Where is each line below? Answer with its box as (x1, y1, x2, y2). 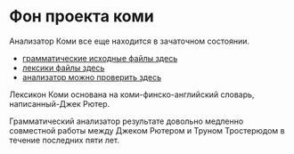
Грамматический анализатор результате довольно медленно (9, 116, 244, 126)
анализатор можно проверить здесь (21, 71, 162, 82)
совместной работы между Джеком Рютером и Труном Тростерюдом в (9, 125, 285, 135)
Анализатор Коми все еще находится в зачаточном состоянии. (9, 36, 249, 46)
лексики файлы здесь (21, 62, 105, 73)
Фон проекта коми (9, 6, 154, 27)
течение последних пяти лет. (9, 134, 120, 145)
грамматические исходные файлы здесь (21, 53, 178, 63)
